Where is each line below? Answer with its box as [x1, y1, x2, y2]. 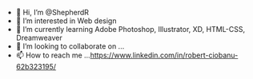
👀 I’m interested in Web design [15, 16, 117, 26]
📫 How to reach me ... [15, 50, 90, 60]
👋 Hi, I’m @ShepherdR [15, 8, 90, 17]
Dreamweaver [15, 33, 62, 42]
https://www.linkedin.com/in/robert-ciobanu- [90, 50, 239, 60]
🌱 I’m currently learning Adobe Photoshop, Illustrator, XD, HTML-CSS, [15, 25, 246, 34]
